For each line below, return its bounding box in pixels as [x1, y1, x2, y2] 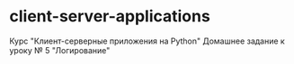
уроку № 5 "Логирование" [9, 44, 111, 55]
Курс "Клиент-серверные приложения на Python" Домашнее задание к [9, 36, 285, 46]
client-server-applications [9, 6, 211, 27]
